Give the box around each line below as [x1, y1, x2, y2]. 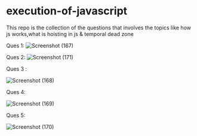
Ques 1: [6, 42, 25, 49]
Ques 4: [6, 88, 26, 95]
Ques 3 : [6, 65, 27, 72]
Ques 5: [6, 111, 26, 119]
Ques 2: [6, 53, 26, 61]
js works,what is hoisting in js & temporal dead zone [6, 30, 134, 37]
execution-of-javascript [6, 4, 128, 18]
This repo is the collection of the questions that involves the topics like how [6, 24, 191, 31]
